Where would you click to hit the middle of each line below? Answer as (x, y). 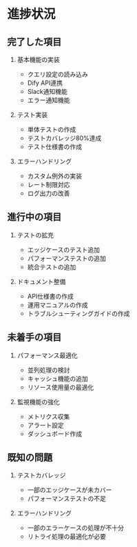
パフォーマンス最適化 (47, 355)
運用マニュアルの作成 (57, 305)
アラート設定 (45, 425)
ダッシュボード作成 (55, 434)
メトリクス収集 (49, 416)
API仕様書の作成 (50, 296)
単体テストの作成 (52, 129)
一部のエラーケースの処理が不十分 (75, 528)
